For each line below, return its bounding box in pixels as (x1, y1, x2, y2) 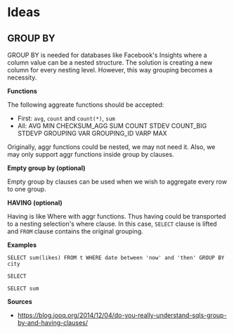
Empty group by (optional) (7, 164, 86, 172)
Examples (7, 240, 37, 249)
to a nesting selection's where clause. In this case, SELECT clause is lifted (7, 219, 217, 228)
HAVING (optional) (7, 198, 63, 207)
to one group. (7, 185, 47, 193)
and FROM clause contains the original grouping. (7, 227, 144, 236)
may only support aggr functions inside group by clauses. (7, 150, 174, 158)
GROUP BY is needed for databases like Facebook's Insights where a (7, 51, 207, 59)
